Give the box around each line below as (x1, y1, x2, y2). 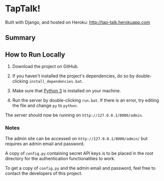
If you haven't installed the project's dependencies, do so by (12, 73, 135, 79)
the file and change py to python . (12, 103, 78, 109)
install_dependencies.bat (29, 79, 82, 84)
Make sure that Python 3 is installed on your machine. (12, 88, 121, 94)
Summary (5, 34, 36, 42)
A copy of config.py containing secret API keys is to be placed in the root (5, 150, 154, 156)
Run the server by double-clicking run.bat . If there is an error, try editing (12, 97, 160, 104)
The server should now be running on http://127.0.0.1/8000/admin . (5, 112, 143, 118)
